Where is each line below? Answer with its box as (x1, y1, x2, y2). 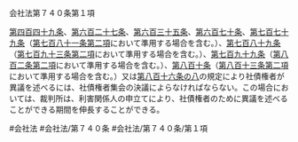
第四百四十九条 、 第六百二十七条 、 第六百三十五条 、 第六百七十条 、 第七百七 (9, 27, 281, 37)
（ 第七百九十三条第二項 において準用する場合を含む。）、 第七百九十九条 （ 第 (9, 49, 281, 59)
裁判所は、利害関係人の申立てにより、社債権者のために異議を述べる (39, 93, 288, 104)
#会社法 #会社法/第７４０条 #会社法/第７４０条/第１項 (9, 123, 208, 133)
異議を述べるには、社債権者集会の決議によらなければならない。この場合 (9, 83, 273, 92)
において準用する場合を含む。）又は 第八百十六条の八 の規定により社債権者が (9, 71, 286, 82)
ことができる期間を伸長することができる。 (9, 105, 165, 114)
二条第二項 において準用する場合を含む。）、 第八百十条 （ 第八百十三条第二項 (16, 60, 289, 70)
